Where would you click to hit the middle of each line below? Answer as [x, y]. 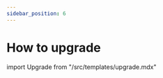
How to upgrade [54, 47]
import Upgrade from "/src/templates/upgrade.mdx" [81, 67]
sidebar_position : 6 [37, 13]
